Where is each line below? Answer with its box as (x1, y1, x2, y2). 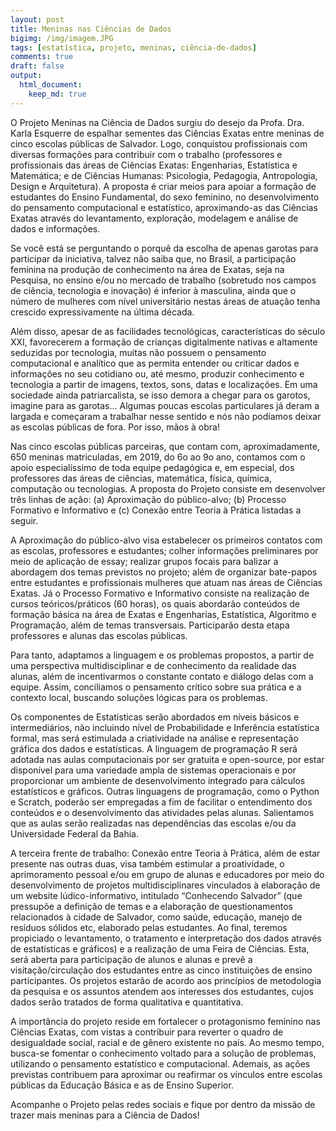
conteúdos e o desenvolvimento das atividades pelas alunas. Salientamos (10, 806, 315, 818)
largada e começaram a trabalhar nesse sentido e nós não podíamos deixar (10, 410, 322, 422)
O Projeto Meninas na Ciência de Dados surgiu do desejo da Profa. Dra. (10, 116, 305, 128)
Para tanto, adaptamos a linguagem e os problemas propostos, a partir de (10, 649, 315, 661)
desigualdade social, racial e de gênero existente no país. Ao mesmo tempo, (10, 1036, 325, 1048)
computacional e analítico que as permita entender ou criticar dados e (10, 357, 300, 369)
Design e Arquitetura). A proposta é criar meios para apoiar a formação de (10, 180, 317, 192)
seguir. (10, 514, 39, 526)
